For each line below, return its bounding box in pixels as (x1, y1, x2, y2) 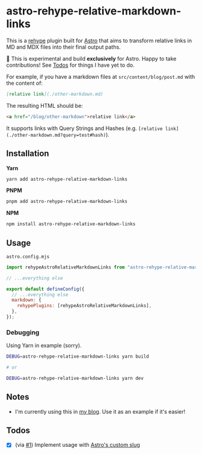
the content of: (6, 79, 43, 87)
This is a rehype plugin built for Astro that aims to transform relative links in (6, 37, 192, 44)
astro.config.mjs (6, 253, 50, 260)
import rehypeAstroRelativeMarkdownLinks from (6, 264, 125, 270)
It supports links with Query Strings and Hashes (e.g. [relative (6, 125, 163, 132)
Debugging (6, 328, 40, 337)
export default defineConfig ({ (6, 286, 85, 292)
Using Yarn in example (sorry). (6, 342, 82, 349)
